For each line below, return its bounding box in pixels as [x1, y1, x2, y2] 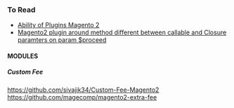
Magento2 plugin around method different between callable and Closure [17, 28, 227, 36]
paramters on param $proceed [17, 36, 107, 44]
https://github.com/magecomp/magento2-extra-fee [7, 93, 157, 101]
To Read [7, 5, 36, 15]
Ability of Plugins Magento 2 [17, 21, 100, 29]
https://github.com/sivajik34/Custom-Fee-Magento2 [7, 86, 160, 94]
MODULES [7, 51, 39, 60]
